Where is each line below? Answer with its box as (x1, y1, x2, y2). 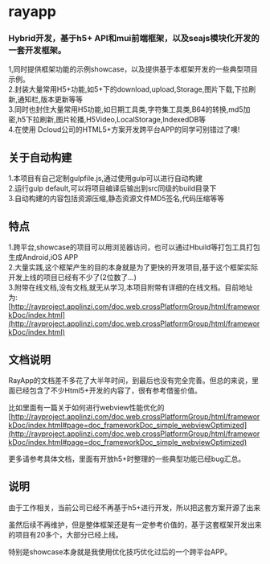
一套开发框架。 (8, 45, 67, 56)
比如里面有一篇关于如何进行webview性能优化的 (8, 402, 165, 412)
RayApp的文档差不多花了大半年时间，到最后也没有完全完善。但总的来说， (8, 375, 252, 385)
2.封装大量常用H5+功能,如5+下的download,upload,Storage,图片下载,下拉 (8, 84, 249, 94)
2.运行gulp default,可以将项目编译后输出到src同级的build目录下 (8, 183, 217, 193)
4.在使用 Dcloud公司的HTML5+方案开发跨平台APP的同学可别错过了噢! (8, 125, 240, 134)
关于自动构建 (8, 150, 72, 164)
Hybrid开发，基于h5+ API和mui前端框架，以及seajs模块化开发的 (8, 33, 260, 44)
